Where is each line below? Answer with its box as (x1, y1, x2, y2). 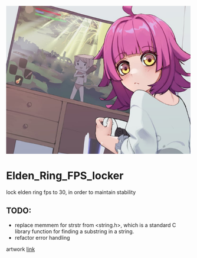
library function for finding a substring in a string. (14, 228, 134, 235)
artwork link (6, 246, 35, 253)
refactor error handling (14, 234, 70, 241)
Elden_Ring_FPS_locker (6, 169, 124, 183)
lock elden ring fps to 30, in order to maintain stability (6, 188, 136, 195)
